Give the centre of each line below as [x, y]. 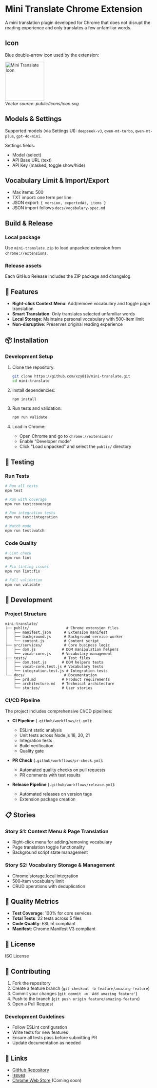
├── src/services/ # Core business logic [58, 645]
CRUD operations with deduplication [49, 886]
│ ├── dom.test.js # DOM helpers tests [54, 663]
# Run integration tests [30, 513]
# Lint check [18, 554]
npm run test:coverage [28, 504]
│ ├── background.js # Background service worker [64, 637]
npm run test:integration [31, 517]
